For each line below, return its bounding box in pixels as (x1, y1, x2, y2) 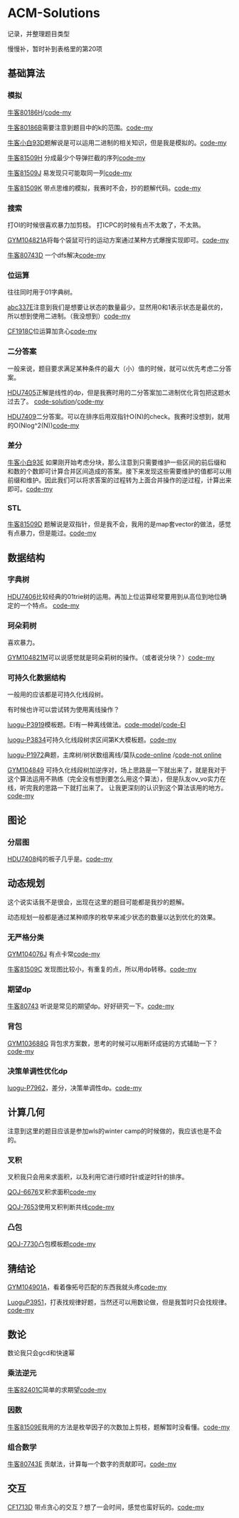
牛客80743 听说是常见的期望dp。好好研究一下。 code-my (7, 1002, 174, 1011)
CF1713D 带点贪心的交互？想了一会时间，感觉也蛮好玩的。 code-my (7, 1502, 204, 1511)
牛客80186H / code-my (7, 108, 72, 117)
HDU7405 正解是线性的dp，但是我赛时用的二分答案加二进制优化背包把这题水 (7, 388, 231, 396)
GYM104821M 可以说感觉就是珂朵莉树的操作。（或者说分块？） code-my (7, 653, 215, 662)
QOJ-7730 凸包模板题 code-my (7, 1240, 96, 1248)
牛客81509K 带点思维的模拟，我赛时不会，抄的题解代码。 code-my (7, 184, 201, 192)
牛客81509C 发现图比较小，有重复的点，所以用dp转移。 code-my (7, 965, 197, 974)
